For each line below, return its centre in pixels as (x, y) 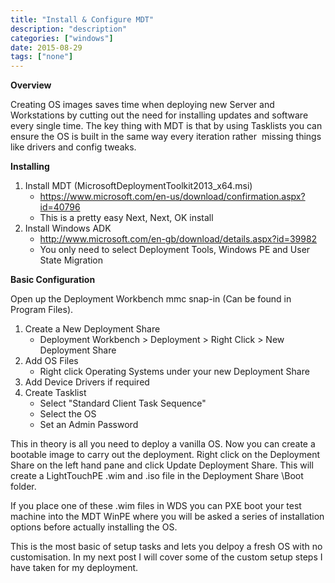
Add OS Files (51, 361)
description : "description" (69, 29)
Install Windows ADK (68, 228)
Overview (31, 85)
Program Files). (42, 310)
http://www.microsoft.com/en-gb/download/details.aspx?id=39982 (178, 239)
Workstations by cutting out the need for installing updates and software (159, 115)
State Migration (71, 260)
